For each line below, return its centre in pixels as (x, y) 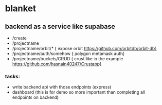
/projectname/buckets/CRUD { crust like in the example (67, 59)
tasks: (13, 76)
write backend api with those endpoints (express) (62, 87)
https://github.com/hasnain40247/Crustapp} (57, 64)
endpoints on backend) (35, 97)
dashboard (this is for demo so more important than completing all (78, 92)
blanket (21, 9)
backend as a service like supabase (60, 26)
